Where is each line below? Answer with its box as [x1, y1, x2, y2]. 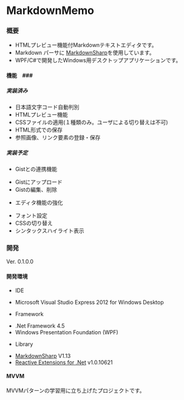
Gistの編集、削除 [15, 186, 58, 194]
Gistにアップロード [15, 178, 63, 186]
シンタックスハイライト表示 [15, 227, 85, 234]
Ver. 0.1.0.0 [6, 258, 34, 265]
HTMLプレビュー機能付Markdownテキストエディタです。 [15, 41, 157, 49]
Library [15, 340, 33, 348]
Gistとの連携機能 [15, 166, 58, 173]
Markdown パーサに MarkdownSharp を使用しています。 [15, 49, 155, 57]
